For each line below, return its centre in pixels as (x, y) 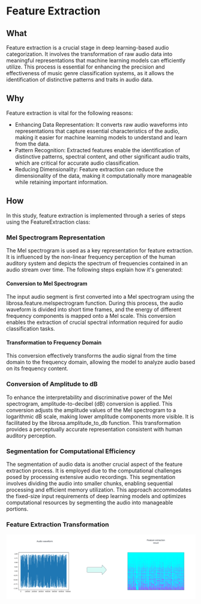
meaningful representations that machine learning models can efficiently (96, 60)
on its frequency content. (37, 368)
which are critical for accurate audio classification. (77, 163)
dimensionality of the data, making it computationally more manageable (103, 175)
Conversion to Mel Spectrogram (47, 283)
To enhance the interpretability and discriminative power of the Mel (89, 397)
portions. (17, 508)
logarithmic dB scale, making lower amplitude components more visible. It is (100, 416)
